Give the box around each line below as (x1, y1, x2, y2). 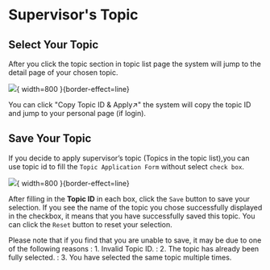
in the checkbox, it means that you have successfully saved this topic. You (8, 211, 255, 221)
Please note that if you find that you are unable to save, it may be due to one (8, 235, 262, 245)
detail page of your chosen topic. (8, 68, 118, 77)
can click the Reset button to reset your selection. (8, 219, 173, 229)
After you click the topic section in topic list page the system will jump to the (8, 59, 262, 69)
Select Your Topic (8, 38, 99, 52)
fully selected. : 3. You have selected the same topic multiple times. (8, 252, 232, 262)
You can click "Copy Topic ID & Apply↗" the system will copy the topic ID (8, 100, 251, 110)
